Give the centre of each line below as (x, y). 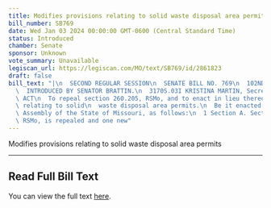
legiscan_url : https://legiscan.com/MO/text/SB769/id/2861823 (115, 69)
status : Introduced (41, 38)
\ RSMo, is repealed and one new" (73, 121)
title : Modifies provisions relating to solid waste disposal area (124, 16)
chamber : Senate (35, 46)
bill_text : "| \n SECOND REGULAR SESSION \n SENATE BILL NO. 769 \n (124, 83)
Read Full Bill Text (54, 177)
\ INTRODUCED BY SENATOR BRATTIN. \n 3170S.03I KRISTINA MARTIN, (129, 91)
